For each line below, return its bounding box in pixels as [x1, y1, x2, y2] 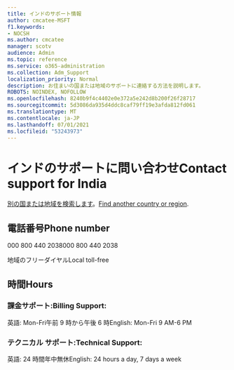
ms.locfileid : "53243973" [7, 128, 83, 135]
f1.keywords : [7, 23, 46, 30]
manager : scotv [7, 43, 52, 50]
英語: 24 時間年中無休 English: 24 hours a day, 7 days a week [7, 355, 182, 364]
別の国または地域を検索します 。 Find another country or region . [7, 199, 189, 208]
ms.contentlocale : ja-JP [7, 114, 80, 121]
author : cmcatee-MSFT [7, 17, 71, 24]
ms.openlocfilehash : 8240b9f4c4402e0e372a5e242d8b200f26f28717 [7, 95, 196, 103]
